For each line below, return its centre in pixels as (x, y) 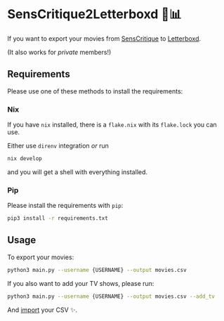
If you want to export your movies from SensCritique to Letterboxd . (104, 38)
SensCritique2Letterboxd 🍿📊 (94, 14)
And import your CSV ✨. (42, 310)
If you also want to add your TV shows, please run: (81, 283)
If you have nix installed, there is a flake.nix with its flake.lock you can (112, 125)
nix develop (25, 159)
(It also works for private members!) (59, 52)
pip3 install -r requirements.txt (58, 218)
